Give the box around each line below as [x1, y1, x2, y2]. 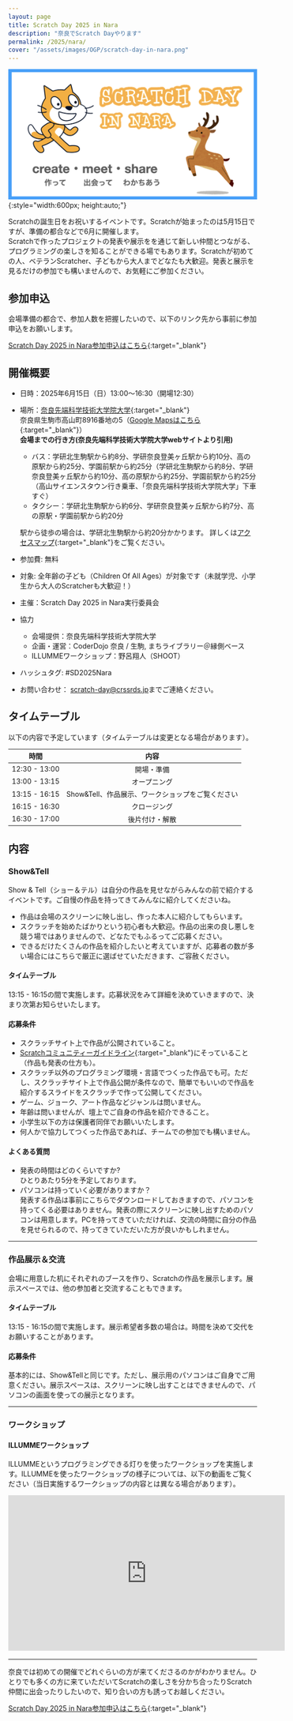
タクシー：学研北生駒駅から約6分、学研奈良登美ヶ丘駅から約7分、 [31, 502, 248, 511]
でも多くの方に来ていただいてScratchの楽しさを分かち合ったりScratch [21, 1677, 253, 1686]
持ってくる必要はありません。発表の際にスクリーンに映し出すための [19, 1205, 241, 1215]
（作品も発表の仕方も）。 [19, 1058, 100, 1068]
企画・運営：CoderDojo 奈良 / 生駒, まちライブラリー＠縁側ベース [31, 641, 245, 651]
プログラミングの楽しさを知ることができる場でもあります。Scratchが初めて [8, 246, 254, 256]
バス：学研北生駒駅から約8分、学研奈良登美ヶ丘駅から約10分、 [31, 452, 237, 461]
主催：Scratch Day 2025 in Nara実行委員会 [19, 598, 160, 607]
